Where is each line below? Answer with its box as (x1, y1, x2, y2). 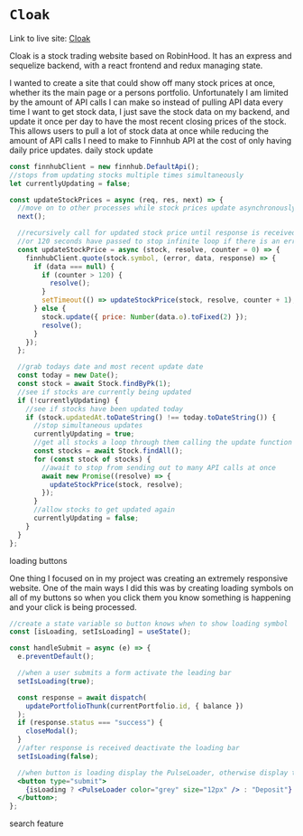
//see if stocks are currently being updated (17, 387, 192, 397)
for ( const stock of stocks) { (32, 455, 151, 464)
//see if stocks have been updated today (25, 404, 183, 413)
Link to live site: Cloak (9, 33, 91, 43)
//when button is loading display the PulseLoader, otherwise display (17, 768, 289, 777)
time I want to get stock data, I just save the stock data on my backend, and (9, 106, 290, 117)
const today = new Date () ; (17, 371, 119, 380)
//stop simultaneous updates (32, 421, 143, 430)
